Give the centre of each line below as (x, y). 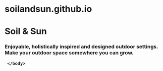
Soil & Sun (26, 32)
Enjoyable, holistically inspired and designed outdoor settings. (81, 47)
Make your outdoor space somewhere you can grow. (69, 53)
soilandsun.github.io (48, 9)
